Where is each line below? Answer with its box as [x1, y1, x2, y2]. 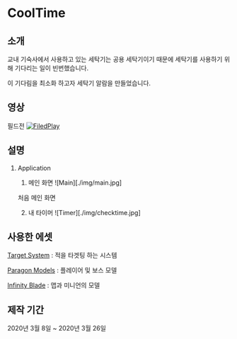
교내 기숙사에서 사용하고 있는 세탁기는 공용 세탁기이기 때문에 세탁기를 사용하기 [7, 55, 223, 63]
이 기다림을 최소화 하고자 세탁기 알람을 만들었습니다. [7, 79, 151, 87]
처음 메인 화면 [17, 193, 56, 202]
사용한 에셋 [7, 231, 53, 243]
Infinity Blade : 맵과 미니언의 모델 [7, 281, 100, 289]
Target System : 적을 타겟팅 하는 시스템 [7, 251, 117, 260]
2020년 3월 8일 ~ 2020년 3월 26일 [7, 324, 106, 333]
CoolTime [7, 5, 66, 21]
